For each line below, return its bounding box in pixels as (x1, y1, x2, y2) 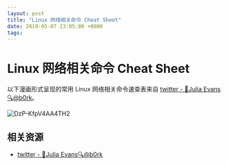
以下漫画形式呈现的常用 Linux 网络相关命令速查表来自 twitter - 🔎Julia (7, 85, 202, 93)
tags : (7, 29, 23, 36)
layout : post (7, 10, 45, 17)
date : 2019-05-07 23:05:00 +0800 (7, 23, 103, 30)
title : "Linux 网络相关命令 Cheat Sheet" (7, 16, 122, 23)
